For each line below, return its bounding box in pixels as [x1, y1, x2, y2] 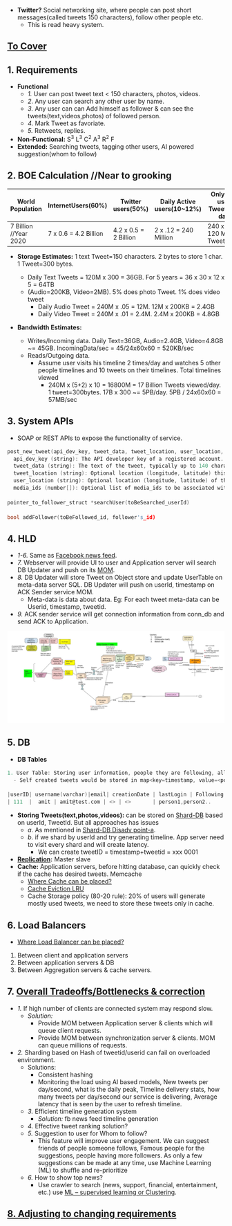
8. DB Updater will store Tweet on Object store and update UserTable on [17, 574, 223, 582]
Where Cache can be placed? [27, 877, 113, 886]
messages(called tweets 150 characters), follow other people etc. [17, 13, 204, 21]
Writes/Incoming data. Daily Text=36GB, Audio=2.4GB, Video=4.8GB [27, 336, 224, 345]
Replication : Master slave [17, 855, 91, 863]
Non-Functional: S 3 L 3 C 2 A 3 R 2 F [17, 134, 115, 143]
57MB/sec [48, 395, 77, 403]
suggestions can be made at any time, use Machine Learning [37, 1158, 212, 1166]
